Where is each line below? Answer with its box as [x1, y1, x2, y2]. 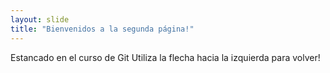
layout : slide [10, 14, 70, 25]
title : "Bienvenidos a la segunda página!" [10, 24, 195, 34]
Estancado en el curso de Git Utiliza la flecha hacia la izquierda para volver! [10, 51, 321, 63]
